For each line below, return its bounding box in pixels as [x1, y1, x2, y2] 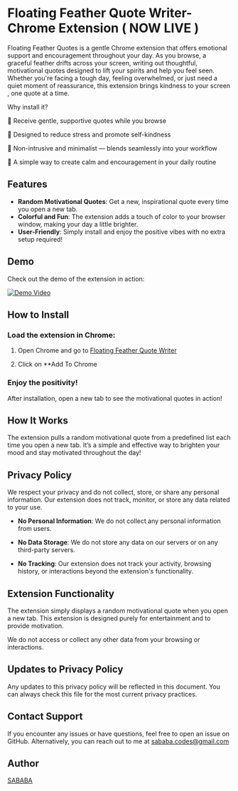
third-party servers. [17, 546, 76, 554]
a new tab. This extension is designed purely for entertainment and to [7, 613, 211, 623]
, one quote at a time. [7, 89, 70, 97]
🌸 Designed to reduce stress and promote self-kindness [7, 130, 171, 139]
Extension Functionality [7, 588, 115, 600]
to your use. [7, 503, 43, 512]
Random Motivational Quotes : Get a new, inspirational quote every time [17, 197, 229, 205]
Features [7, 178, 48, 190]
